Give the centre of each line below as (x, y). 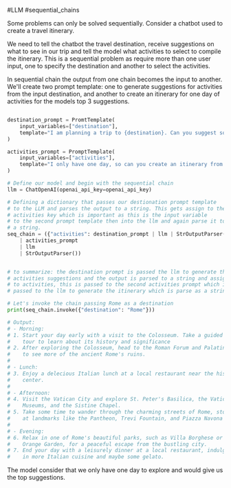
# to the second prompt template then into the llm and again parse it (112, 221)
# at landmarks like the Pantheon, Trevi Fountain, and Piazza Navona (115, 418)
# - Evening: (26, 431)
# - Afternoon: (29, 393)
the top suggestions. (36, 478)
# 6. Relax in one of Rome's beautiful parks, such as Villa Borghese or (115, 438)
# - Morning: (26, 329)
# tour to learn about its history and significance (89, 342)
